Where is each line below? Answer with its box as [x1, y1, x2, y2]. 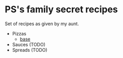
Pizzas [12, 30, 27, 36]
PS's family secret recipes [5, 4, 118, 15]
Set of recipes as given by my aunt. [5, 21, 79, 27]
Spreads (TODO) [12, 47, 47, 53]
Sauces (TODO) [12, 41, 45, 47]
